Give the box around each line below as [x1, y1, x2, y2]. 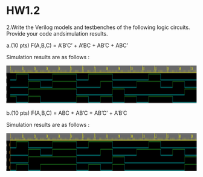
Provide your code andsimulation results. [6, 30, 108, 37]
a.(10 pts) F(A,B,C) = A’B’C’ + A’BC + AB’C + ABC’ [6, 42, 129, 49]
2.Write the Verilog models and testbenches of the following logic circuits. [6, 24, 190, 31]
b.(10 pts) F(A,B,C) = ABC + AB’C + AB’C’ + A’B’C [6, 109, 127, 117]
